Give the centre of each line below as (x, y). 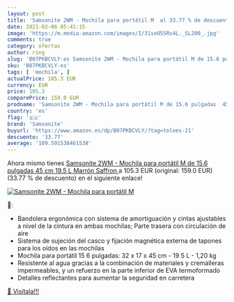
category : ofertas (34, 46)
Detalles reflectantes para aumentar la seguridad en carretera (106, 278)
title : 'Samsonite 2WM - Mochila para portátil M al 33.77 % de (104, 20)
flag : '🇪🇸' (24, 117)
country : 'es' (28, 111)
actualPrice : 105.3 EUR (42, 78)
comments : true (29, 40)
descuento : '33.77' (36, 137)
